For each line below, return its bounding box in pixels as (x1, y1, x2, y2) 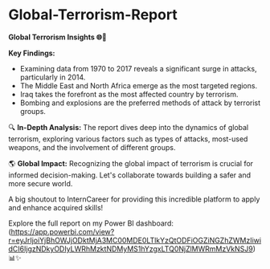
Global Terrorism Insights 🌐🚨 (8, 32, 107, 42)
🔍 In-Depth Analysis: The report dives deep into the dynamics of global (8, 122, 249, 132)
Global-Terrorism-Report (8, 6, 178, 24)
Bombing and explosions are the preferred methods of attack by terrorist (19, 98, 261, 108)
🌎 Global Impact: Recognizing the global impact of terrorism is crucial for (8, 158, 254, 168)
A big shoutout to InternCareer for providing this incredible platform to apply (8, 194, 260, 204)
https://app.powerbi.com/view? (10, 226, 115, 236)
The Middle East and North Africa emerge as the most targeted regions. (19, 80, 258, 90)
